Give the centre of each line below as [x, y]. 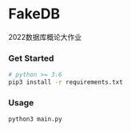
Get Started [31, 58]
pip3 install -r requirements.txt [66, 82]
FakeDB [34, 14]
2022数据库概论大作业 [45, 37]
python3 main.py [35, 119]
